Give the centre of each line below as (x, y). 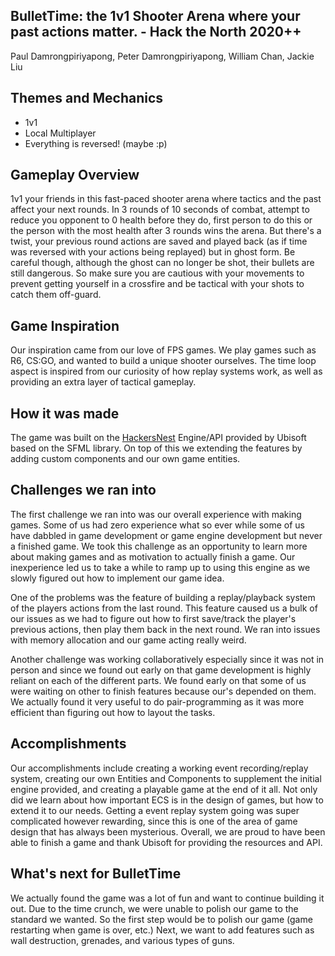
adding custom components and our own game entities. (125, 459)
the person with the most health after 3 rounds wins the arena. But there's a (166, 231)
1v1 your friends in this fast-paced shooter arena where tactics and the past (166, 199)
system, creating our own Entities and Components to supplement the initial (166, 778)
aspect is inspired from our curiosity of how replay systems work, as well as (166, 371)
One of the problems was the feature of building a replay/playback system (163, 597)
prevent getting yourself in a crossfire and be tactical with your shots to (157, 284)
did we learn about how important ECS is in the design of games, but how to (167, 800)
